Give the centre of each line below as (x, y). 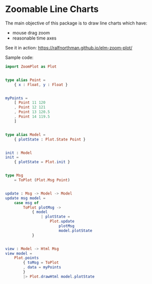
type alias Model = (25, 134)
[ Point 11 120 (30, 103)
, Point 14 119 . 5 (32, 117)
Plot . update (62, 221)
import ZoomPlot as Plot (31, 66)
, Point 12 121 (30, 107)
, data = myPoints (42, 267)
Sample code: (19, 57)
